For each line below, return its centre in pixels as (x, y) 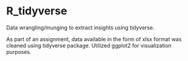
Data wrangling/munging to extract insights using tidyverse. (80, 28)
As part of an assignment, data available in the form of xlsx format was (94, 39)
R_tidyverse (37, 11)
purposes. (19, 51)
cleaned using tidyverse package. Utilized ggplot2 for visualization (89, 45)
